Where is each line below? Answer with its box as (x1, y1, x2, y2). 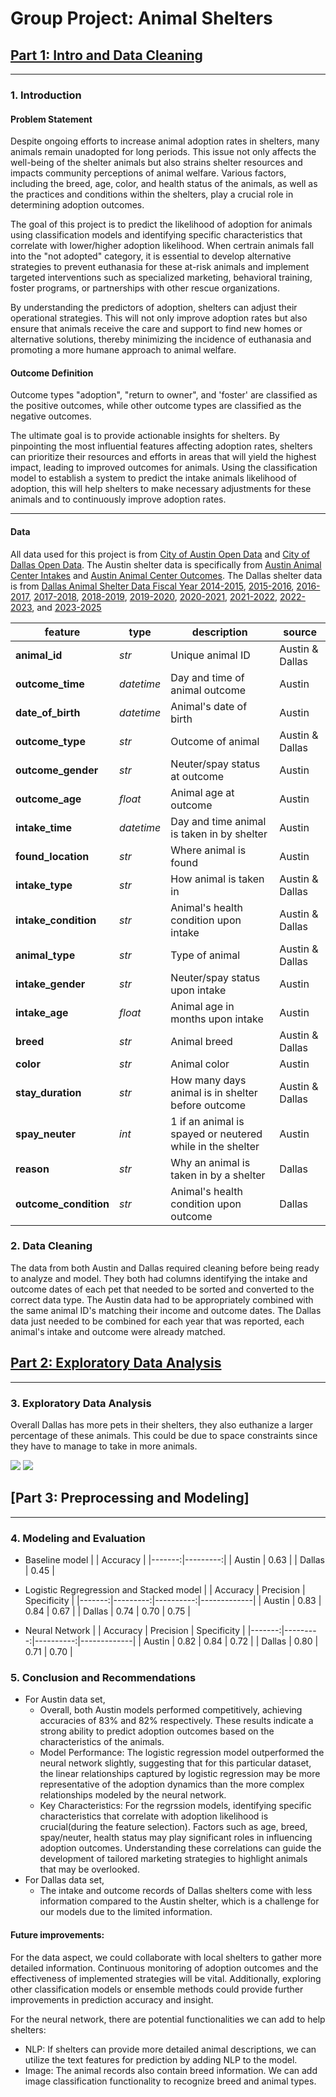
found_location (15, 849, 90, 863)
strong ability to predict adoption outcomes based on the (39, 1725, 275, 1737)
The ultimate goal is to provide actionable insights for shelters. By (10, 430, 280, 442)
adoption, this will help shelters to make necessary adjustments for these (10, 483, 312, 495)
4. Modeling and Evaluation (10, 1531, 146, 1545)
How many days (170, 1073, 247, 1087)
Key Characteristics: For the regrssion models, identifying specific (39, 1800, 312, 1812)
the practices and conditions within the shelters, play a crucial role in (10, 188, 294, 201)
